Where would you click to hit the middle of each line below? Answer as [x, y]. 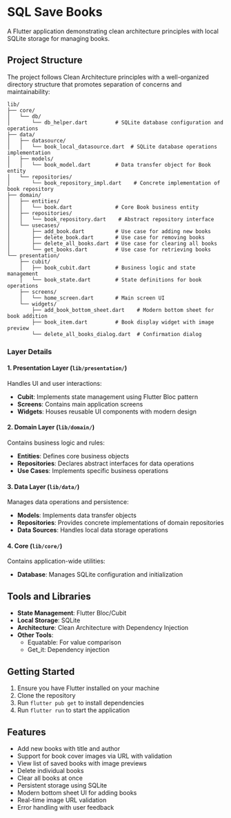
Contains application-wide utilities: [56, 561]
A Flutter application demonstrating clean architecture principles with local [113, 31]
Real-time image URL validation [62, 800]
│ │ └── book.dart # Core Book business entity [103, 207]
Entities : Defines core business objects [73, 456]
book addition [28, 316]
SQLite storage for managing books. [59, 38]
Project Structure [45, 61]
